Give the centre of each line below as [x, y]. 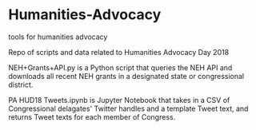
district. [21, 85]
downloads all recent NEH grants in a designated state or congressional [126, 76]
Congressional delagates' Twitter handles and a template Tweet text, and [128, 108]
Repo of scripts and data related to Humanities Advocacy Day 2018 [119, 52]
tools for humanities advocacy [58, 37]
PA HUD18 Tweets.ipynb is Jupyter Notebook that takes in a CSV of [119, 100]
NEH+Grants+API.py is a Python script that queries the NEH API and [120, 67]
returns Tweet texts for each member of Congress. [92, 116]
